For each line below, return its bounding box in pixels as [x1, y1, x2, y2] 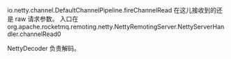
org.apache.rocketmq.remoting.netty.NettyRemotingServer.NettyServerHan [7, 23, 225, 31]
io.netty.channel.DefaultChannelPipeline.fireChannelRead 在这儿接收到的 [7, 6, 217, 14]
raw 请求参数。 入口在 [15, 15, 79, 23]
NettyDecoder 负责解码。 [7, 44, 80, 52]
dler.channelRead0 [7, 30, 61, 38]
